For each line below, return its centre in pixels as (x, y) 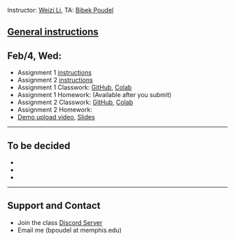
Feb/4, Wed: (34, 56)
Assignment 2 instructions (55, 80)
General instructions (53, 32)
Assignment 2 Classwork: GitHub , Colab (75, 102)
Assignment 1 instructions (55, 73)
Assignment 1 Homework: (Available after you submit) (94, 95)
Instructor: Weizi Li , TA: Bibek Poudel (60, 10)
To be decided (39, 146)
